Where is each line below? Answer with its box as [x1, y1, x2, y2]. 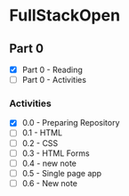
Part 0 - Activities [21, 75, 87, 86]
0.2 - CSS [21, 137, 59, 148]
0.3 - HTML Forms [21, 148, 91, 159]
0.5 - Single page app [21, 167, 102, 178]
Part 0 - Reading [21, 64, 83, 75]
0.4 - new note [21, 158, 77, 168]
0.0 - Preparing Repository [21, 118, 120, 128]
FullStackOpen [9, 5, 121, 26]
